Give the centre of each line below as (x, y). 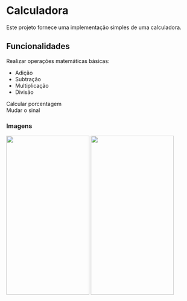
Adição (24, 73)
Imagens (19, 126)
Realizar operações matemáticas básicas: (58, 61)
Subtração (28, 79)
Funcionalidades (38, 46)
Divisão (24, 92)
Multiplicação (32, 85)
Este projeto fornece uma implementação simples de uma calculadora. (94, 27)
